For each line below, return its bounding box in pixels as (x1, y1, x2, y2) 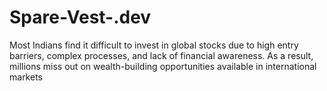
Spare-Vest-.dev (9, 6, 152, 29)
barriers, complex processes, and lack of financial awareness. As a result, (9, 49, 314, 61)
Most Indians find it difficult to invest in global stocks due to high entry (9, 39, 299, 51)
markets (9, 71, 43, 83)
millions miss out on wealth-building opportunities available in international (9, 60, 317, 72)
